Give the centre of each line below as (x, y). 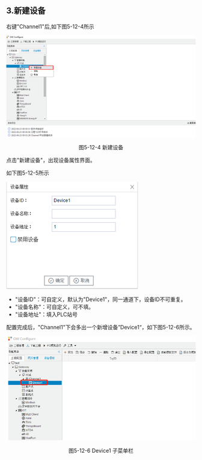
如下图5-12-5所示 (28, 173)
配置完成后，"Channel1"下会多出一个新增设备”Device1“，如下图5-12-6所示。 (101, 328)
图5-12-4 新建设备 (101, 148)
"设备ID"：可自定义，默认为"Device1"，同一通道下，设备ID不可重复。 (100, 299)
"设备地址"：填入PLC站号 (46, 314)
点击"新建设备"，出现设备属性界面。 (51, 160)
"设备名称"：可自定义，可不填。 (54, 307)
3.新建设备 (26, 11)
